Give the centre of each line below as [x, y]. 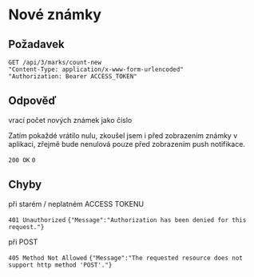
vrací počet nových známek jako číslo [70, 120]
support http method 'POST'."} [60, 265]
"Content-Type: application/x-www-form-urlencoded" [96, 69]
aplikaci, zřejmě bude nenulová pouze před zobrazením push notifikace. [127, 144]
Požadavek [37, 44]
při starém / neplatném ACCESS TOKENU [76, 204]
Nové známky [55, 15]
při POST [23, 242]
